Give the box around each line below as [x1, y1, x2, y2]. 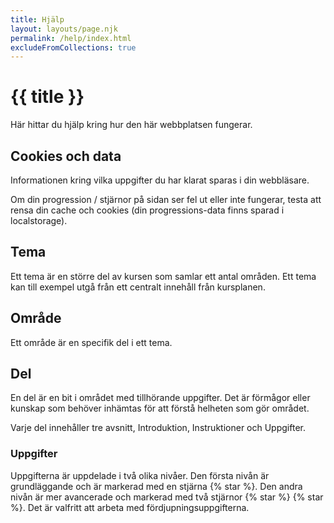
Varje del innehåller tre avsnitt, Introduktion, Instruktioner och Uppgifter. [10, 422, 306, 434]
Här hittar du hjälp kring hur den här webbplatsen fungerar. [10, 119, 253, 131]
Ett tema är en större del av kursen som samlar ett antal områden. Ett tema [10, 270, 317, 282]
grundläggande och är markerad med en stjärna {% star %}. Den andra [10, 480, 303, 492]
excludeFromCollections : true [10, 42, 137, 53]
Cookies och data [10, 147, 122, 165]
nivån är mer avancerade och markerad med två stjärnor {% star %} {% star [10, 491, 324, 503]
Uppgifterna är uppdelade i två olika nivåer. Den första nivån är [10, 469, 270, 481]
